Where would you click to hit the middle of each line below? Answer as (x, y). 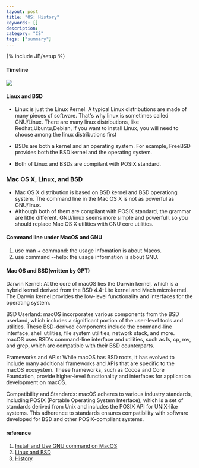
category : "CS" (25, 34)
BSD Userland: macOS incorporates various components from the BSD (93, 314)
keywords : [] (22, 23)
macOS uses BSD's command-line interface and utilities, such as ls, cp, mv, (99, 340)
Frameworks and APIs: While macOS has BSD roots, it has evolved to (91, 358)
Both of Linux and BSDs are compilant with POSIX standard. (88, 164)
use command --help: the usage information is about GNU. (86, 257)
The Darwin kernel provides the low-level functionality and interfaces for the (99, 296)
